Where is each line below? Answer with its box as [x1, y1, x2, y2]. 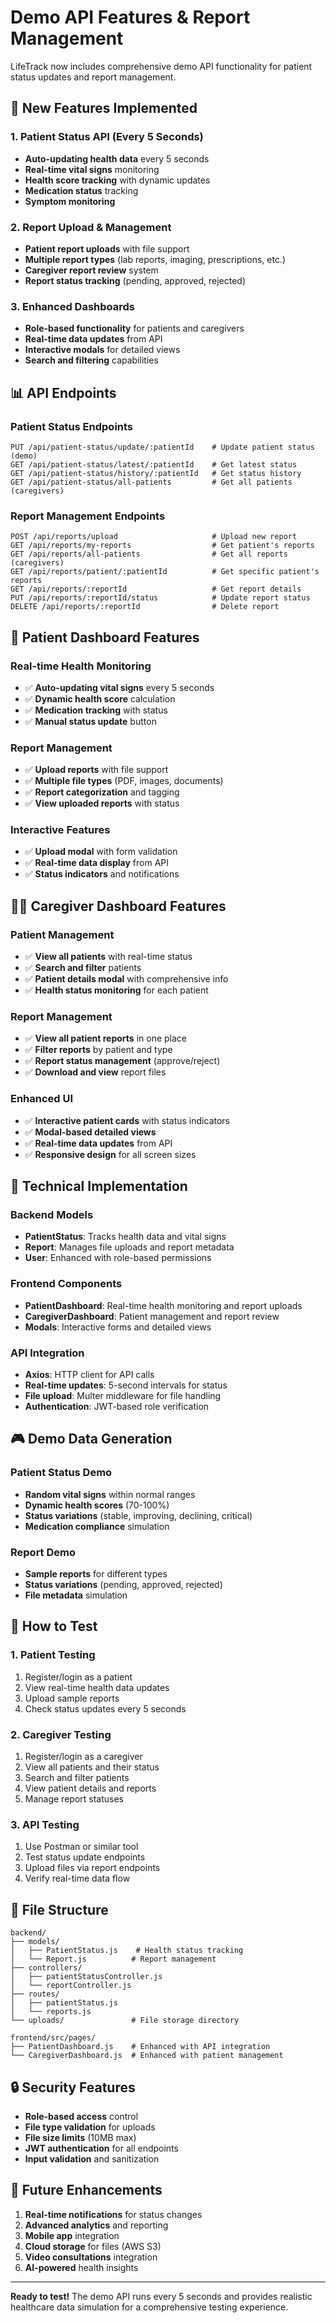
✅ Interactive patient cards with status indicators [24, 1114, 230, 1126]
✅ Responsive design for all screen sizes [24, 1148, 197, 1160]
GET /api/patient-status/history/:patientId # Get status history [10, 468, 302, 478]
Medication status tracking [24, 184, 139, 196]
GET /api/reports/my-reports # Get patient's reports [10, 541, 315, 551]
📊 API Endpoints [10, 384, 117, 401]
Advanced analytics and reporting [24, 2219, 169, 2231]
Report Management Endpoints [10, 509, 166, 523]
